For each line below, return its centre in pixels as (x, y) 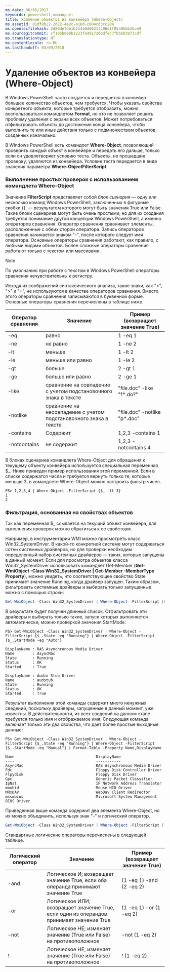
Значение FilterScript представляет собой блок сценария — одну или (81, 197)
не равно (57, 343)
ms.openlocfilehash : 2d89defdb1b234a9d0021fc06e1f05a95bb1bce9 (73, 29)
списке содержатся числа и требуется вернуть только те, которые (78, 476)
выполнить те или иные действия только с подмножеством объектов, (81, 130)
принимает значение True (79, 920)
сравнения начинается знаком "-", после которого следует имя (74, 235)
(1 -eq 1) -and (140, 880)
